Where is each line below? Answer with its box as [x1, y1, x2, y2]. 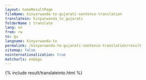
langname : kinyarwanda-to [5, 39, 57, 44]
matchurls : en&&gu [5, 57, 42, 62]
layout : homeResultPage [5, 7, 53, 12]
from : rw [5, 30, 23, 34]
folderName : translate [5, 20, 53, 26]
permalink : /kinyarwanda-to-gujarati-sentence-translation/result [5, 43, 142, 48]
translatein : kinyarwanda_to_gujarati [5, 16, 83, 21]
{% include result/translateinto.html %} [5, 70, 83, 76]
